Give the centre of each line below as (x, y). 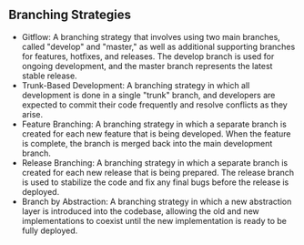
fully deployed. (50, 230)
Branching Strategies (70, 15)
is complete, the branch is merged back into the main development (147, 143)
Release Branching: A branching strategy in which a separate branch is (155, 162)
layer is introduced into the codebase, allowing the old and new (141, 211)
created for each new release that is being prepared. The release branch (158, 172)
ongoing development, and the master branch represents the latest (147, 66)
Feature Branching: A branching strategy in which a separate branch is (154, 124)
